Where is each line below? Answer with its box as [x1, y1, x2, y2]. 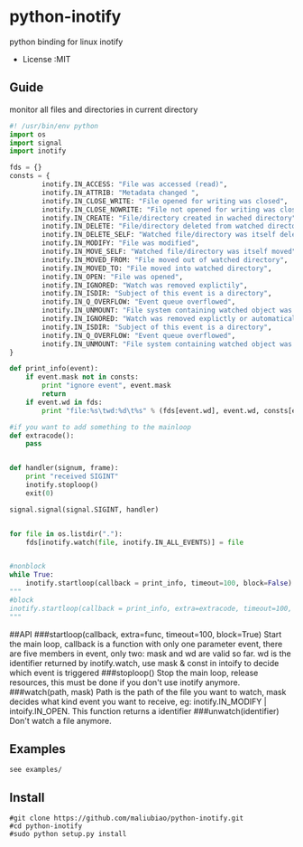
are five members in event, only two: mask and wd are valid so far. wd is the [9, 648, 291, 659]
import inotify [9, 146, 67, 155]
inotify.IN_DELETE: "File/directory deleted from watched [41, 221, 264, 231]
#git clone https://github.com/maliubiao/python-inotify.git [9, 814, 244, 823]
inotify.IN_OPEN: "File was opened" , [41, 272, 183, 281]
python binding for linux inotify [9, 36, 124, 47]
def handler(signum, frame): [9, 464, 119, 473]
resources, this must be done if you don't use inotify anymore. [9, 676, 241, 688]
